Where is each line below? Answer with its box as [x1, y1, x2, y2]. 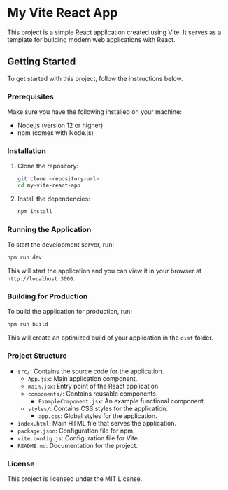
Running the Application [7, 224, 92, 234]
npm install [17, 208, 52, 215]
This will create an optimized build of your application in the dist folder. [7, 333, 213, 342]
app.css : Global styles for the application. [38, 411, 157, 420]
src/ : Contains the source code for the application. [17, 367, 164, 375]
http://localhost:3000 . [7, 274, 76, 282]
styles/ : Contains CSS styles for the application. [27, 404, 169, 412]
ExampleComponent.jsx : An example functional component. [38, 396, 206, 405]
